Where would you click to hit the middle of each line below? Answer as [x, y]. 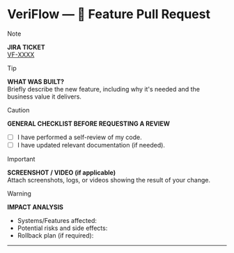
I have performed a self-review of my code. [79, 137]
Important [21, 159]
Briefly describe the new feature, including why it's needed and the [104, 89]
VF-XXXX [21, 55]
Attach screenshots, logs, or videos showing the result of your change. [109, 180]
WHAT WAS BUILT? [36, 81]
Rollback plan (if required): [55, 236]
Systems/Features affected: [57, 221]
